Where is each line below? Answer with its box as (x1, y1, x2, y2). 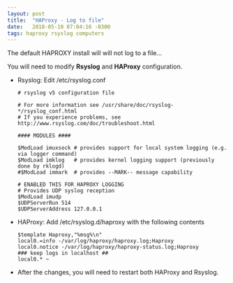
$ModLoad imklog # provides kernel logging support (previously (17, 157, 215, 164)
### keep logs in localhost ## (17, 249, 109, 257)
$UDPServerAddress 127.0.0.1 (17, 205, 103, 213)
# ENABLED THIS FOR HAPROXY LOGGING (17, 181, 124, 189)
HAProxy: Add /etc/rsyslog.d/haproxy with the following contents (17, 218, 204, 226)
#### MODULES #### (17, 132, 71, 140)
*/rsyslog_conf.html (17, 108, 77, 115)
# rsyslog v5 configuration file (17, 89, 115, 96)
